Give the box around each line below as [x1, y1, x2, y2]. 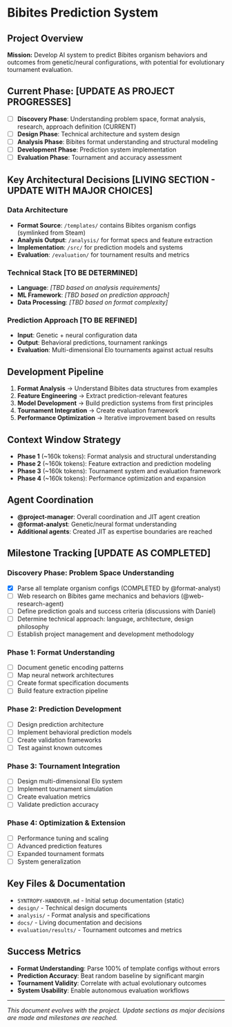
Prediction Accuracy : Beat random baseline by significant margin [17, 971, 204, 980]
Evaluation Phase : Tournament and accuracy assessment [17, 154, 182, 162]
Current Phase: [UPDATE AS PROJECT [7, 85, 175, 98]
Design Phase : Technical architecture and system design [17, 129, 180, 138]
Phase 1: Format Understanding [7, 647, 115, 657]
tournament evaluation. [7, 66, 73, 73]
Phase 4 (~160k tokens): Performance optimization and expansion [17, 474, 206, 482]
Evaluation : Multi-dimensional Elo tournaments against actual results [17, 346, 214, 354]
